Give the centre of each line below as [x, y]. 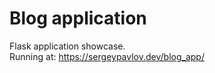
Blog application [78, 18]
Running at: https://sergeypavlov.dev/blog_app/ [107, 56]
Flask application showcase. [67, 46]
